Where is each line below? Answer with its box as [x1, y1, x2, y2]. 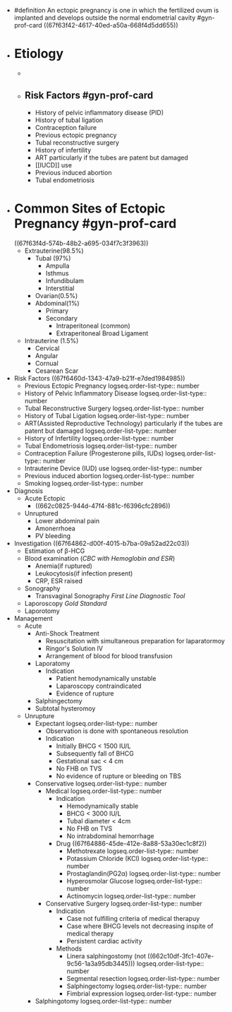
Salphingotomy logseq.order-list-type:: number [35, 996, 172, 1005]
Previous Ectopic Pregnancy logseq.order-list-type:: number [24, 381, 200, 390]
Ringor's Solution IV [45, 644, 104, 653]
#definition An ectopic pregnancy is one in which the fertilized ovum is [13, 6, 219, 14]
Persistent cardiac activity [66, 936, 142, 945]
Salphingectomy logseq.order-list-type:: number [66, 982, 207, 990]
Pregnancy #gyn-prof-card [13, 215, 177, 232]
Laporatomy [35, 659, 71, 667]
